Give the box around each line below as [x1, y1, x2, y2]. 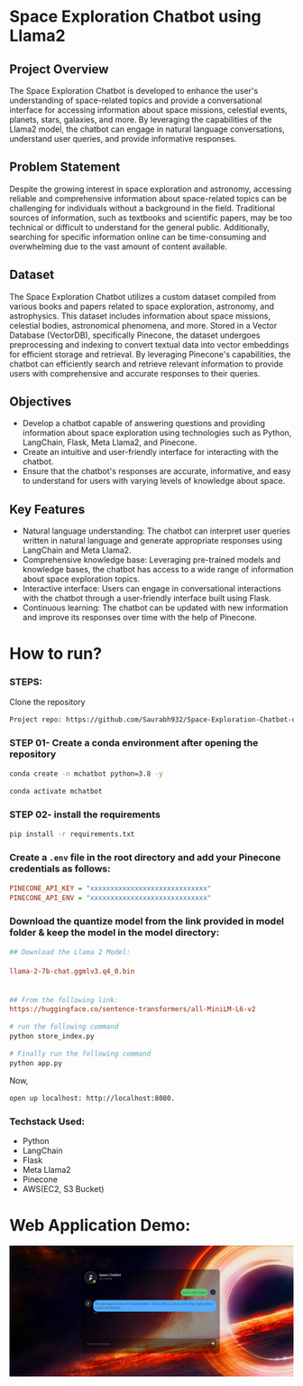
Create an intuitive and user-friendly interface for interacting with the [22, 447, 280, 458]
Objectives [9, 395, 72, 410]
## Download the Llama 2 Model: [9, 948, 131, 957]
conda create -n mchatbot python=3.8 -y [9, 769, 164, 778]
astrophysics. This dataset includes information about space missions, [9, 310, 271, 321]
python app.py [9, 1058, 63, 1067]
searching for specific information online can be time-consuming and [9, 231, 267, 242]
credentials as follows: [9, 862, 111, 875]
